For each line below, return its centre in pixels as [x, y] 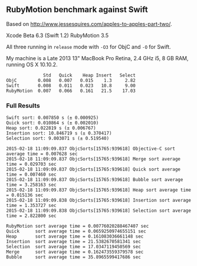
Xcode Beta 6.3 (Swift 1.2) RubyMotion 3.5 [58, 35]
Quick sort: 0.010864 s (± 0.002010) [52, 123]
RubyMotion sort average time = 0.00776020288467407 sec [78, 226]
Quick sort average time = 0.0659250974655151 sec [76, 231]
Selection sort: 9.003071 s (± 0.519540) [58, 139]
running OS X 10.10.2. [32, 64]
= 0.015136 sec [25, 195]
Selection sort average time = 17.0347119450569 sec [74, 247]
